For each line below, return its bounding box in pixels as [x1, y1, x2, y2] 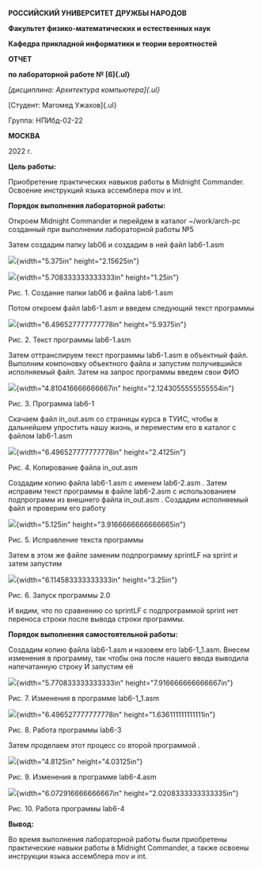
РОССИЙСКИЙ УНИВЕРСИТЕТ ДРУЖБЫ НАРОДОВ [8, 9, 188, 17]
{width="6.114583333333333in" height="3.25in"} [16, 575, 178, 585]
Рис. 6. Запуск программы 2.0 [8, 591, 111, 600]
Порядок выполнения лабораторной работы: [8, 201, 166, 210]
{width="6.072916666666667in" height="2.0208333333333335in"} [16, 789, 239, 798]
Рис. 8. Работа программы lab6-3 [8, 726, 122, 734]
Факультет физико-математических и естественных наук [8, 24, 211, 32]
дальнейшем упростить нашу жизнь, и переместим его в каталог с [8, 423, 237, 432]
